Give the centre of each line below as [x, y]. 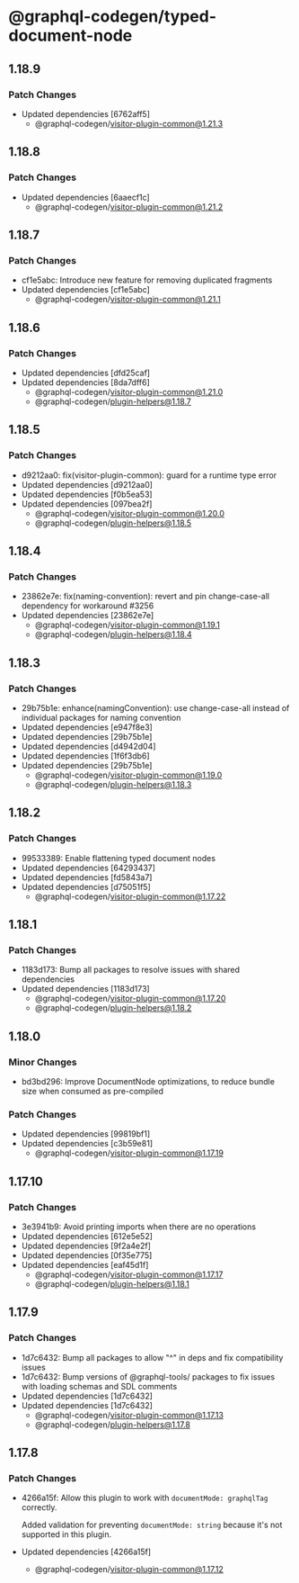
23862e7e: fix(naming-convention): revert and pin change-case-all [145, 597]
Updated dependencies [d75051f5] [86, 886]
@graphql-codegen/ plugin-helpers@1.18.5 [113, 523]
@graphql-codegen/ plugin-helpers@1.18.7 [113, 401]
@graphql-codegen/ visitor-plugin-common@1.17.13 [129, 1415]
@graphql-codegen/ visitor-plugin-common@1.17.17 [129, 1274]
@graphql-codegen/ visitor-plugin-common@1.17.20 [130, 998]
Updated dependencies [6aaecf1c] [85, 197]
